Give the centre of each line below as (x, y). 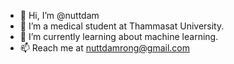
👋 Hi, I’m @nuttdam (59, 15)
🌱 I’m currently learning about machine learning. (119, 36)
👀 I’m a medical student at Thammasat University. (122, 26)
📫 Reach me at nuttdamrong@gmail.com (104, 48)
